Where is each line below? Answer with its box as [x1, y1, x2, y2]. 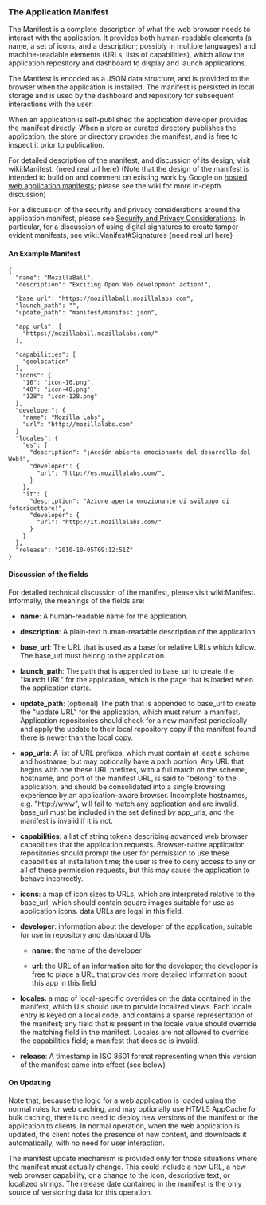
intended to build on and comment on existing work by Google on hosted [8, 172, 248, 182]
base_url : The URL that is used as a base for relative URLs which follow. [19, 642, 256, 652]
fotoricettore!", [8, 504, 66, 512]
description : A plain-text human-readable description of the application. [19, 626, 257, 636]
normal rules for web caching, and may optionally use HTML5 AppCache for [8, 1104, 258, 1113]
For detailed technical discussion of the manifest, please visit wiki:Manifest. [8, 587, 256, 597]
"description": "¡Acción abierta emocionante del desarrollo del [29, 448, 251, 456]
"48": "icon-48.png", [22, 385, 94, 393]
